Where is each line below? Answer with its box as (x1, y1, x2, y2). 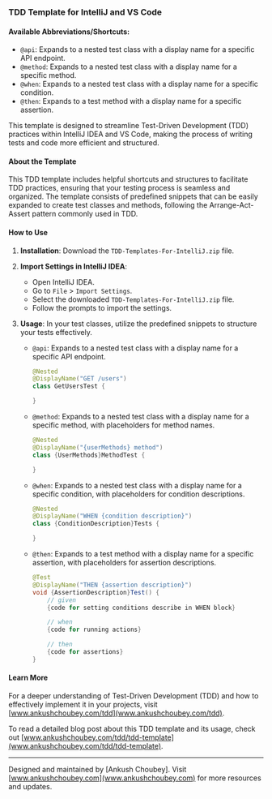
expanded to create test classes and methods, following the (8, 200, 208, 210)
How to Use (8, 227, 49, 237)
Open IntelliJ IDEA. (32, 277, 95, 286)
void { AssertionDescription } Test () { (32, 588, 160, 596)
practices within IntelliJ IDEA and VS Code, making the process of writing (8, 129, 253, 140)
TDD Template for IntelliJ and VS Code (8, 6, 163, 18)
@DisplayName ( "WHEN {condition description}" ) (32, 512, 193, 521)
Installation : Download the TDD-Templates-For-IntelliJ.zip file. (19, 246, 235, 256)
